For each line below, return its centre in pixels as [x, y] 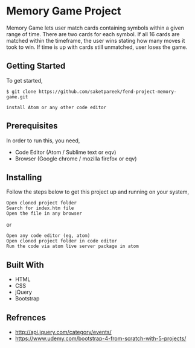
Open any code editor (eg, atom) [48, 236]
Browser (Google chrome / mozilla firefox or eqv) [76, 159]
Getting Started [36, 66]
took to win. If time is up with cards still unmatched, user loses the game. [97, 47]
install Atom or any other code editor [56, 107]
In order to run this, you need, [43, 141]
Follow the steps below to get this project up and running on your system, [97, 192]
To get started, [25, 80]
